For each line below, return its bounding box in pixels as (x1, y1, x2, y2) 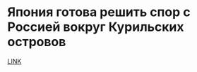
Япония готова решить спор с (7, 4, 191, 20)
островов (7, 34, 66, 50)
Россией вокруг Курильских (7, 19, 185, 35)
